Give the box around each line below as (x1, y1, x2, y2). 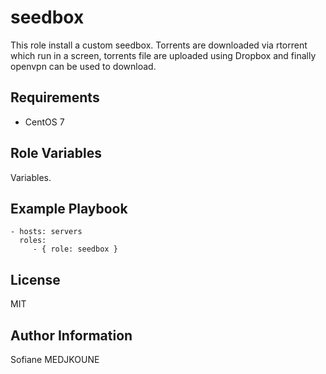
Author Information (10, 327, 133, 344)
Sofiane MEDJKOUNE (10, 354, 100, 365)
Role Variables (10, 145, 102, 162)
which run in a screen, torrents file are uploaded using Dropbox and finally (10, 49, 317, 61)
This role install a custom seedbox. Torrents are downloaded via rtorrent (10, 39, 308, 51)
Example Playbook (10, 200, 128, 217)
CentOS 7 (24, 116, 65, 128)
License (10, 271, 61, 288)
